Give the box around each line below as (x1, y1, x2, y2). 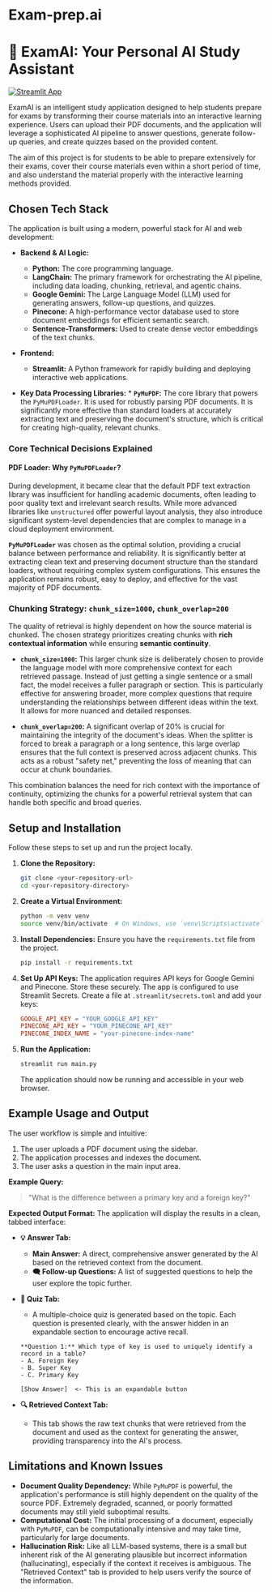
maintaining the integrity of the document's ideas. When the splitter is (19, 730, 253, 740)
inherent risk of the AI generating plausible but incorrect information (19, 1550, 248, 1560)
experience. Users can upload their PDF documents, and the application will (8, 120, 261, 130)
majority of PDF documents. (8, 583, 102, 593)
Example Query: (8, 1177, 64, 1187)
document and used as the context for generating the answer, (32, 1427, 239, 1436)
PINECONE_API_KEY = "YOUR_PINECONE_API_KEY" (19, 1022, 173, 1030)
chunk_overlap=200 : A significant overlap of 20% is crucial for (19, 721, 225, 731)
